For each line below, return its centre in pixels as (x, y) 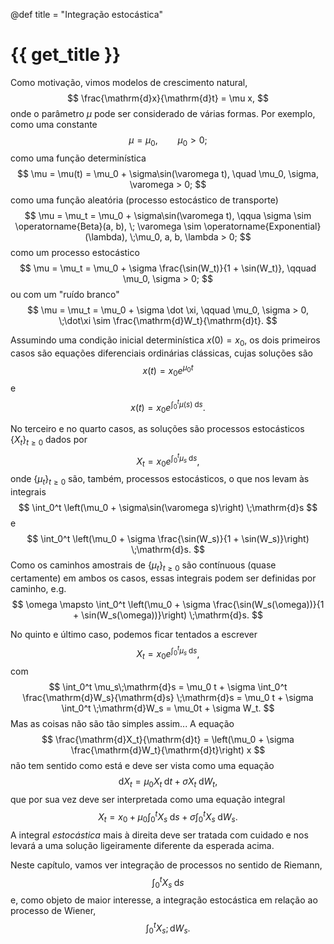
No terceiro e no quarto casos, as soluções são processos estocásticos (157, 429)
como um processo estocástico (75, 252)
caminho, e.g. (38, 589)
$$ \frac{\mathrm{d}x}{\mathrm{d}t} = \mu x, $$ (168, 98)
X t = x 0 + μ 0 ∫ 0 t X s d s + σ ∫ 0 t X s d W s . (168, 817)
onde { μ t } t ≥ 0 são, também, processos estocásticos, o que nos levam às (160, 480)
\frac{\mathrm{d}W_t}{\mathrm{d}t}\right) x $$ (168, 750)
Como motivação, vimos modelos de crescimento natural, (129, 82)
